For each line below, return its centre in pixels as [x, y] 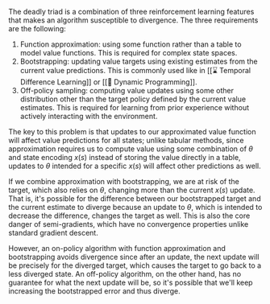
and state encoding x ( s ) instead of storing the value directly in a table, [125, 157]
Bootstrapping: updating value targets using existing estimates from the [139, 61]
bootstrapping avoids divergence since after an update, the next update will [134, 257]
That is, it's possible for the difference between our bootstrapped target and [135, 199]
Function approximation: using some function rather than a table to [131, 44]
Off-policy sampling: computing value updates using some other [127, 90]
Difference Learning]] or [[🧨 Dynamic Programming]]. [108, 82]
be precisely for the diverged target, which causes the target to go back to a [135, 265]
